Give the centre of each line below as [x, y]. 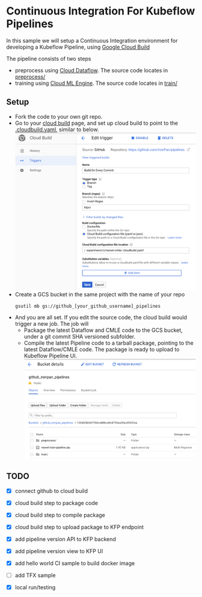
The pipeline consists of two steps [49, 58]
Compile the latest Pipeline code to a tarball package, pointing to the [109, 343]
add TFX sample [35, 575]
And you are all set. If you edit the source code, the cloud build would [101, 317]
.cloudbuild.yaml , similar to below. [57, 129]
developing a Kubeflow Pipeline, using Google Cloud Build [78, 47]
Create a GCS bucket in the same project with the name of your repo [100, 295]
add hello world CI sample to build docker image [75, 563]
